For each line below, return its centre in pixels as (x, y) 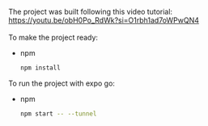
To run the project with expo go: (62, 83)
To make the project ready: (53, 37)
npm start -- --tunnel (58, 113)
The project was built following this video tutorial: (90, 12)
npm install (40, 68)
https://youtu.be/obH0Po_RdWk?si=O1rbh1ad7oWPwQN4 (104, 20)
